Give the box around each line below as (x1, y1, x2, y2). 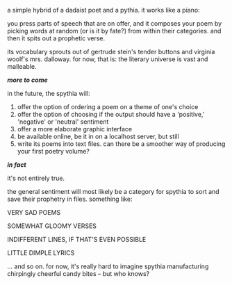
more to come (7, 76, 49, 84)
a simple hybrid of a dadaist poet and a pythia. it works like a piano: (7, 6, 200, 14)
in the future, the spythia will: (7, 90, 90, 97)
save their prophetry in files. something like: (7, 195, 133, 203)
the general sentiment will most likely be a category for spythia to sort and (7, 188, 220, 195)
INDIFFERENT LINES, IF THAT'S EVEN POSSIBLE (7, 236, 147, 243)
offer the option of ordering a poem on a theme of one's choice (17, 103, 199, 111)
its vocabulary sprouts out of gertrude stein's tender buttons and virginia (7, 48, 215, 56)
